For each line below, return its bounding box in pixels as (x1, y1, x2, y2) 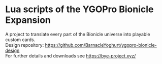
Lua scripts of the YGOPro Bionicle (5, 4, 154, 15)
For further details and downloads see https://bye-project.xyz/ (5, 52, 136, 59)
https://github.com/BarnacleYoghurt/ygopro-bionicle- (45, 42, 157, 48)
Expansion (5, 14, 51, 26)
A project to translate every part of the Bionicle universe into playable (5, 31, 150, 37)
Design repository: (5, 42, 44, 48)
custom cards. (5, 37, 36, 43)
